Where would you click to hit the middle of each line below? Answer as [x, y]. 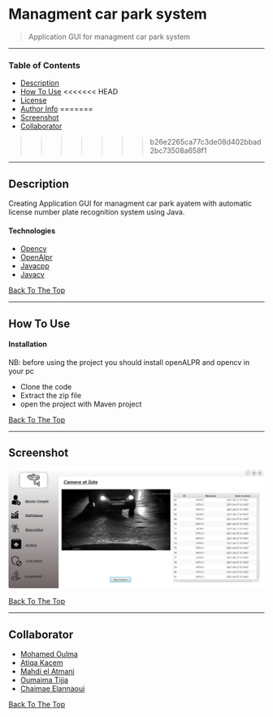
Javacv [32, 275]
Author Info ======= [56, 109]
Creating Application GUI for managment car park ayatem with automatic [130, 203]
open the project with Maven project [81, 404]
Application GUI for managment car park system [109, 37]
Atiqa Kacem [41, 663]
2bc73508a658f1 [178, 150]
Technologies [32, 230]
